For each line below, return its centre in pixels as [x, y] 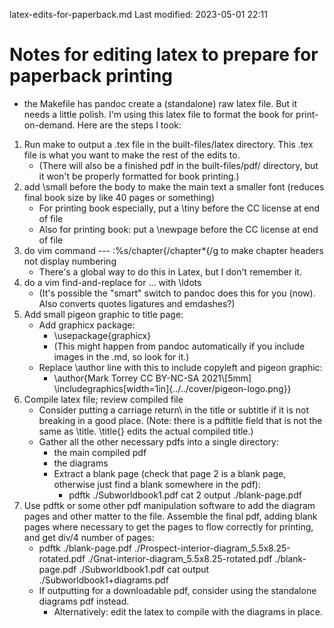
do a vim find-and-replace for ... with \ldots [112, 282]
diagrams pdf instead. [84, 601]
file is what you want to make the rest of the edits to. [132, 155]
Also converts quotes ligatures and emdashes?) [137, 303]
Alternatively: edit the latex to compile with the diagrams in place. [188, 611]
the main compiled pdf [100, 452]
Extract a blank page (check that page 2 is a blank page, [170, 473]
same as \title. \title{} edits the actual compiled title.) [146, 431]
